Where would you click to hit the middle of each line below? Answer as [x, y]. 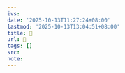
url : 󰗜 [17, 40]
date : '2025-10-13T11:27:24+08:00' [59, 20]
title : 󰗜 [20, 33]
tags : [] [20, 46]
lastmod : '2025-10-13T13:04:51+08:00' [64, 26]
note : [15, 59]
